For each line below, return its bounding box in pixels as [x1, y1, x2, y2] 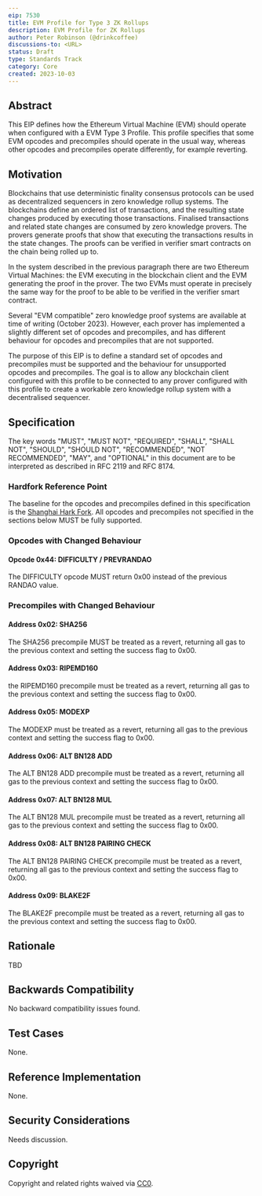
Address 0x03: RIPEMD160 [8, 663, 98, 673]
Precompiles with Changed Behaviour [8, 600, 155, 611]
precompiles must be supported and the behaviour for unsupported [8, 359, 227, 369]
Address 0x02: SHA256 [8, 620, 88, 629]
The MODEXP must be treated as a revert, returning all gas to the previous [8, 725, 249, 735]
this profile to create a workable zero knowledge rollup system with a [8, 384, 231, 394]
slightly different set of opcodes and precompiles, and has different [8, 328, 226, 337]
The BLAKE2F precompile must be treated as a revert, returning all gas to [8, 908, 245, 918]
